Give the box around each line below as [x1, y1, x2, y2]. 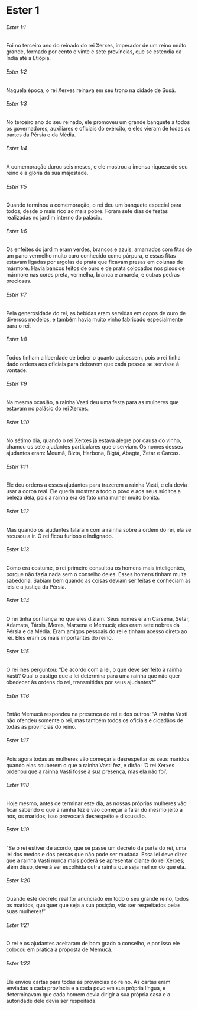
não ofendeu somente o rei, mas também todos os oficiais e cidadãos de [6, 717, 183, 724]
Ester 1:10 [6, 418, 30, 425]
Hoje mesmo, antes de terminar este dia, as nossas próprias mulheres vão [6, 799, 187, 807]
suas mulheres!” [6, 908, 46, 915]
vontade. [6, 366, 28, 374]
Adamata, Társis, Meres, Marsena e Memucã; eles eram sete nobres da [6, 621, 180, 629]
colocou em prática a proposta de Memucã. [6, 946, 113, 953]
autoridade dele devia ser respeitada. [6, 997, 98, 1004]
